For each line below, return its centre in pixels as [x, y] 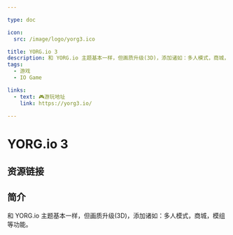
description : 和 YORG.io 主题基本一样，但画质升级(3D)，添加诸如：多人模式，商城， [118, 58]
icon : [15, 32]
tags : [15, 65]
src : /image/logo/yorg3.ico [55, 39]
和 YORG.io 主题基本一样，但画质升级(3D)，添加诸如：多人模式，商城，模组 [116, 215]
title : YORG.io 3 [33, 52]
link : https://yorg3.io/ [56, 103]
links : [17, 90]
